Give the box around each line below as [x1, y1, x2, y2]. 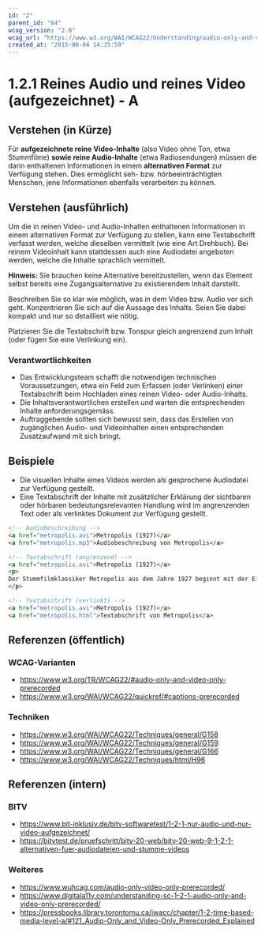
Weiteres [8, 864, 44, 875]
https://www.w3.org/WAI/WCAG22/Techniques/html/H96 [19, 754, 206, 764]
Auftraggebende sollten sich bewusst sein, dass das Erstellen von [19, 414, 234, 424]
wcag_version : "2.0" [8, 26, 77, 34]
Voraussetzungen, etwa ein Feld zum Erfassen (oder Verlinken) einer [19, 381, 244, 391]
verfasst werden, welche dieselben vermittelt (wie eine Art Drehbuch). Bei [8, 238, 248, 247]
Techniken [8, 712, 50, 723]
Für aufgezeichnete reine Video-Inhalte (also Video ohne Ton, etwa [8, 144, 231, 154]
